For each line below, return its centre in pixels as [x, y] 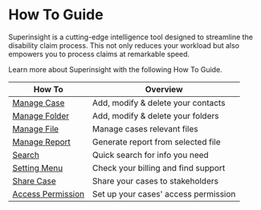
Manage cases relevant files [145, 128]
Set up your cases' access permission [164, 194]
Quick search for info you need [150, 155]
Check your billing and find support [159, 168]
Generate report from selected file [156, 142]
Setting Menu [38, 168]
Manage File [35, 128]
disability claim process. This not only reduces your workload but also [124, 45]
